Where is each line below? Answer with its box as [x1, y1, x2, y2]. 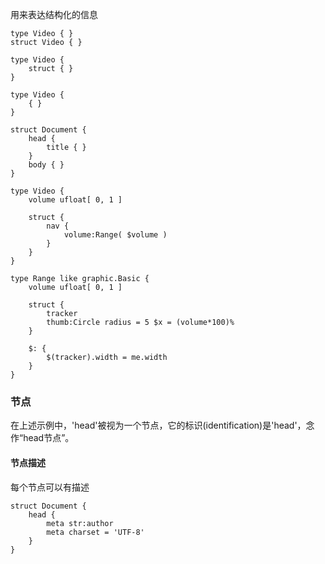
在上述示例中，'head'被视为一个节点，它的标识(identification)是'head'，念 [10, 419, 315, 432]
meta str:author [46, 518, 114, 528]
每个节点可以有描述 [10, 481, 90, 493]
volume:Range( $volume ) [63, 230, 168, 240]
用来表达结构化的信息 [10, 9, 98, 20]
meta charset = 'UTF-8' [46, 527, 145, 537]
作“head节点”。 [10, 432, 75, 444]
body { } [28, 160, 65, 170]
